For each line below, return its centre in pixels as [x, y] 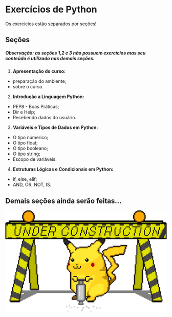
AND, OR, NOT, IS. [32, 185]
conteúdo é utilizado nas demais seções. [50, 58]
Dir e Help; [24, 112]
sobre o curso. [28, 87]
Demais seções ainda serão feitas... [63, 201]
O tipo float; [25, 143]
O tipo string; [27, 154]
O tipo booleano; [30, 148]
